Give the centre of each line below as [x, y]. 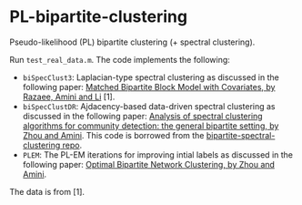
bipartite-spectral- [241, 135]
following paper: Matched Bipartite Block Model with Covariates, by [149, 87]
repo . [72, 145]
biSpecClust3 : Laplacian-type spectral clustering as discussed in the [151, 77]
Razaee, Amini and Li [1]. [69, 97]
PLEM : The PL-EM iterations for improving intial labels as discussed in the [158, 154]
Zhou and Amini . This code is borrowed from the [113, 135]
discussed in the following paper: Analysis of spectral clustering [142, 116]
